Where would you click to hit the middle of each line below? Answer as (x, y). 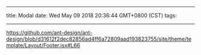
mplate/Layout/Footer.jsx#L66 (43, 45)
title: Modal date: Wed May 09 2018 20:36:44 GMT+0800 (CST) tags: (92, 15)
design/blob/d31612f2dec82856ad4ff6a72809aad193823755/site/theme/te (99, 39)
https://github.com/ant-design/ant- (49, 33)
